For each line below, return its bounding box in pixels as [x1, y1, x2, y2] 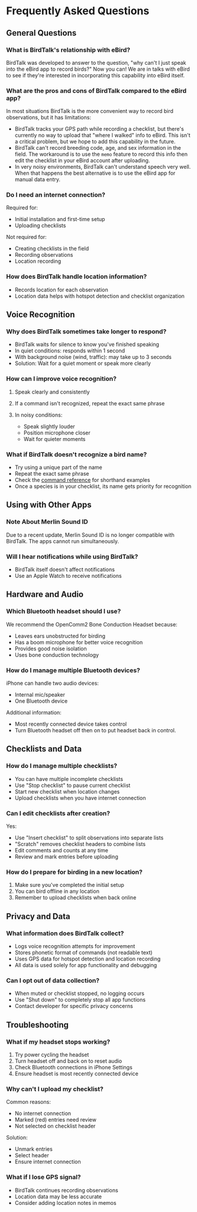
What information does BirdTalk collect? [6, 929, 124, 937]
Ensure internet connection [14, 1158, 81, 1166]
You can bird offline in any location [14, 887, 99, 895]
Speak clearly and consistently [14, 388, 90, 395]
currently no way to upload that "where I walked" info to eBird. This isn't [14, 132, 190, 139]
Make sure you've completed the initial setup [14, 882, 124, 889]
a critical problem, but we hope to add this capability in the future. [14, 138, 176, 145]
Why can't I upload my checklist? [6, 1085, 104, 1093]
